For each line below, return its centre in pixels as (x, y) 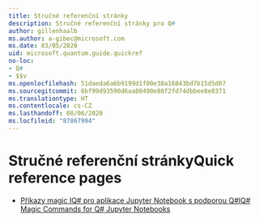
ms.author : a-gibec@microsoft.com (67, 38)
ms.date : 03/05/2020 (43, 46)
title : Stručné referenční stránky (68, 16)
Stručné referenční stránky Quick (121, 161)
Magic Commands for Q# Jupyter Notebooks (95, 209)
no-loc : (21, 61)
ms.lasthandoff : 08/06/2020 (56, 114)
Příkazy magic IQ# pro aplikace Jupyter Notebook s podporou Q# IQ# (135, 200)
